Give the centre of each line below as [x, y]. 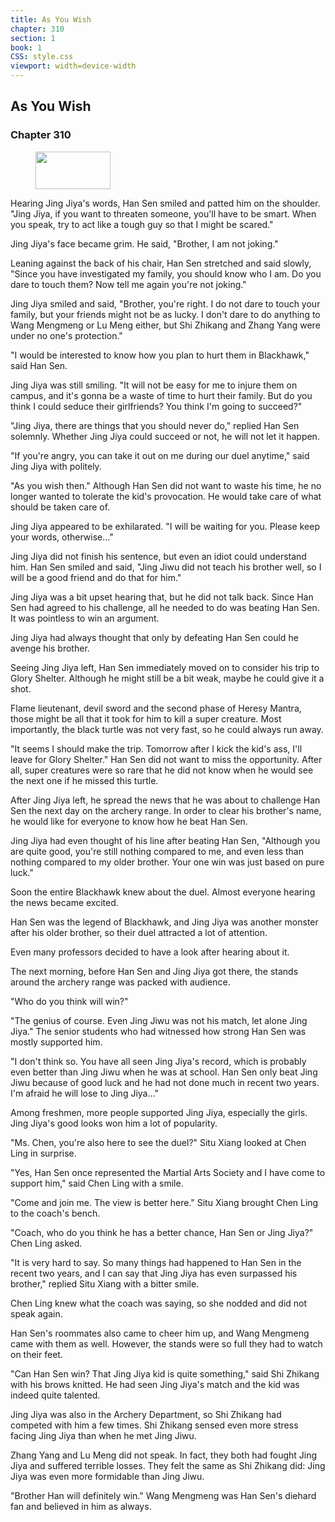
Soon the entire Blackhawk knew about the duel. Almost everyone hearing [163, 892]
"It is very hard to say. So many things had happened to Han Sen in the [156, 1262]
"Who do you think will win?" [69, 1001]
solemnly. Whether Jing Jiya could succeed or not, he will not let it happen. [165, 436]
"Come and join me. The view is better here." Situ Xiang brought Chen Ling [164, 1202]
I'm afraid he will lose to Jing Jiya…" [84, 1093]
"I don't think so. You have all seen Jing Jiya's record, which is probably [158, 1061]
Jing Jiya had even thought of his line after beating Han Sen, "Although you [165, 840]
